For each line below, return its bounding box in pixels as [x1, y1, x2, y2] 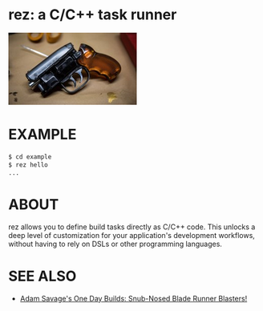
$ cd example [8, 152, 52, 161]
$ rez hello [8, 160, 48, 169]
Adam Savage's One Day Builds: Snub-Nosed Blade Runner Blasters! [19, 293, 248, 303]
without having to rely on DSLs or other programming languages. [8, 239, 223, 248]
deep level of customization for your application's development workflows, [8, 230, 255, 240]
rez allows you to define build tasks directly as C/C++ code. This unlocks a [8, 222, 256, 232]
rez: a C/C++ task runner [8, 6, 177, 24]
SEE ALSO [8, 267, 77, 285]
